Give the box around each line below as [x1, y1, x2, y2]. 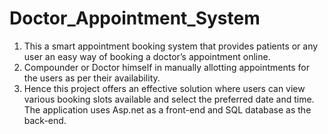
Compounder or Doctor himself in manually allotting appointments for [23, 61, 310, 73]
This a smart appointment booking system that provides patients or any [23, 40, 319, 52]
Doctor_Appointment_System [9, 7, 261, 30]
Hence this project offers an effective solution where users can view [23, 82, 306, 94]
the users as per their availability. [23, 72, 161, 84]
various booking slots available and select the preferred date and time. [23, 93, 315, 105]
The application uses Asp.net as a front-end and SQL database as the [23, 103, 312, 116]
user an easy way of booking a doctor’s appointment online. [23, 50, 271, 62]
